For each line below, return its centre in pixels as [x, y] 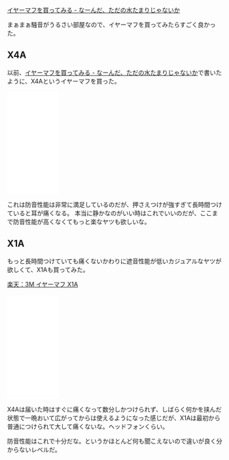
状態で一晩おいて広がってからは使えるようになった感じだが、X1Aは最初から [114, 417]
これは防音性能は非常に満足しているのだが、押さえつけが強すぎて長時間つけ [114, 204]
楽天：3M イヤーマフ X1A [43, 284]
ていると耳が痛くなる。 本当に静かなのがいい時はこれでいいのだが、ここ [110, 213]
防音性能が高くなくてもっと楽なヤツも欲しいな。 [81, 221]
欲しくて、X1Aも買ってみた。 [48, 269]
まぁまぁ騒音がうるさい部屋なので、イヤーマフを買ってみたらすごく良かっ [112, 25]
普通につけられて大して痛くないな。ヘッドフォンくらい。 [88, 426]
